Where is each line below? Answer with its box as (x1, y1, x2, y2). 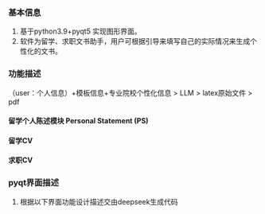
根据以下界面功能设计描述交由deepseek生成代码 (19, 196, 178, 206)
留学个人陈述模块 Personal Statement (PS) (8, 116, 149, 126)
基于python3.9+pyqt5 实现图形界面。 (19, 26, 142, 37)
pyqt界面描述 (8, 177, 60, 189)
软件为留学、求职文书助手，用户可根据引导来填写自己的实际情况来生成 (19, 37, 251, 46)
